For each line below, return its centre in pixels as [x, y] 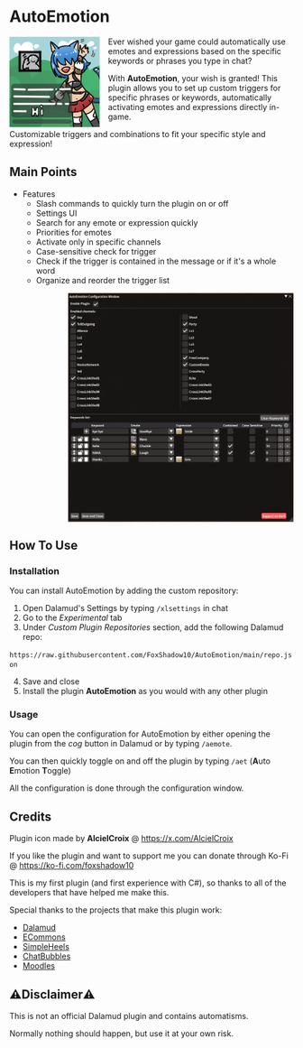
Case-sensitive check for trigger [96, 251]
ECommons [44, 937]
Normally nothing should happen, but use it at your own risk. [122, 1034]
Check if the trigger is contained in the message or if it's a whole [156, 261]
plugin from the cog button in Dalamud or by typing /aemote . [121, 744]
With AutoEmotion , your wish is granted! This [193, 78]
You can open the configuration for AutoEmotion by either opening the [140, 734]
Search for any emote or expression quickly [117, 222]
